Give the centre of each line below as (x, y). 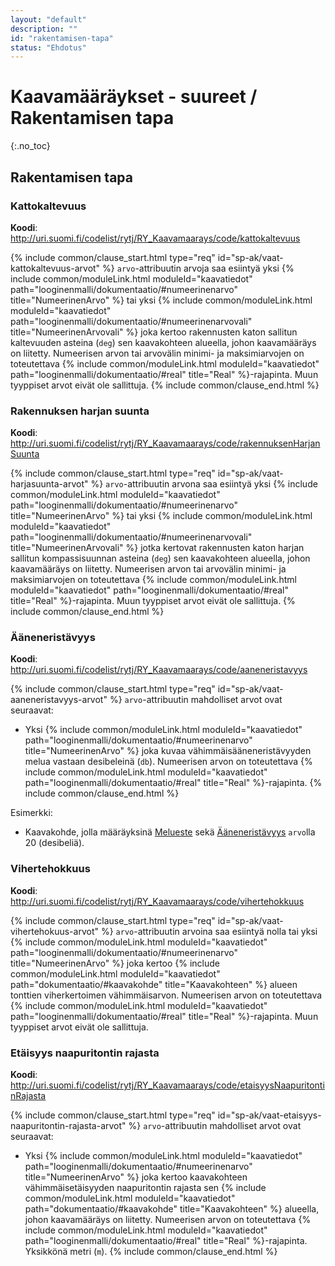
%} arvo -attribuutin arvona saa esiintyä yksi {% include (204, 484)
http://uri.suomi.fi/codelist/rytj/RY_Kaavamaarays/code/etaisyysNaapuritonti (167, 1085)
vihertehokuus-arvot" (54, 931)
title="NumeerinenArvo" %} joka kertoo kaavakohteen (136, 1177)
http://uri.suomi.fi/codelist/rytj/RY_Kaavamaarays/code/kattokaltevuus (155, 238)
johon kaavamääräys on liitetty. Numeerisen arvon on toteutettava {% (168, 1220)
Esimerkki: (31, 813)
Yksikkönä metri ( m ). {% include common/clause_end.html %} (151, 1252)
